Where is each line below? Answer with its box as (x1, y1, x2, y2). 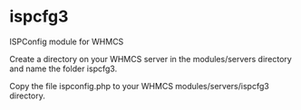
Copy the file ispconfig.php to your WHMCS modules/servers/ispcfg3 (9, 80, 269, 91)
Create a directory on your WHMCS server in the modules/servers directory (9, 53, 292, 64)
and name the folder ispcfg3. (9, 63, 118, 74)
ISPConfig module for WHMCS (9, 36, 124, 47)
